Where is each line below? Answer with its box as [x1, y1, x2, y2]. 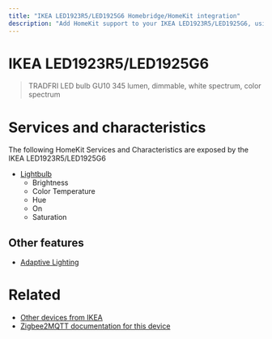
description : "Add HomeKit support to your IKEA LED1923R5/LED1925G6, [8, 19, 252, 28]
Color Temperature [32, 187, 96, 196]
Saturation [32, 212, 67, 222]
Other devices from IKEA [19, 313, 103, 323]
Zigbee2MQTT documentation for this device [19, 321, 171, 331]
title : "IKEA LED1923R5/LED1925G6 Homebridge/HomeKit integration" [8, 11, 241, 20]
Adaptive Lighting [19, 257, 79, 268]
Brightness [32, 178, 69, 187]
